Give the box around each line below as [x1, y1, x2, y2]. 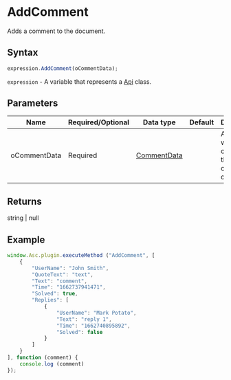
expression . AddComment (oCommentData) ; [7, 65, 118, 72]
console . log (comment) [19, 360, 85, 368]
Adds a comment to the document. [7, 27, 106, 35]
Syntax [7, 47, 38, 58]
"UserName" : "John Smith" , [32, 265, 109, 271]
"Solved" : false [56, 328, 103, 335]
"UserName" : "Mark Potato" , [56, 309, 137, 316]
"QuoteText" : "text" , [32, 271, 94, 278]
